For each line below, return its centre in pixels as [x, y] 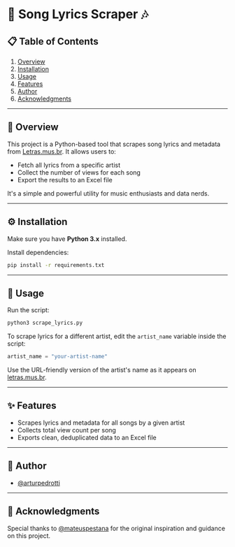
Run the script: [28, 310]
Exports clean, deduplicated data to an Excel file [87, 437]
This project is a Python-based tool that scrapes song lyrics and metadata [114, 144]
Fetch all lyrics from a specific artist [69, 165]
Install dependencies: [38, 252]
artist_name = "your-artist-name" [58, 357]
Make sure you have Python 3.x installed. [67, 239]
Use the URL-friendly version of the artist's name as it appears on [102, 370]
